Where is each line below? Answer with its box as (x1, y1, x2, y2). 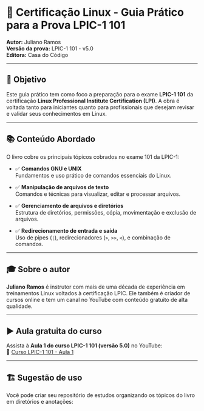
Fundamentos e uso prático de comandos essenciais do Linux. (15, 172, 172, 179)
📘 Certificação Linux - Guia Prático (6, 5, 184, 19)
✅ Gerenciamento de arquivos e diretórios (15, 202, 124, 209)
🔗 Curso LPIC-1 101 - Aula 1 (6, 349, 74, 356)
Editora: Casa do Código (6, 51, 69, 58)
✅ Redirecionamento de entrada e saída (15, 227, 118, 234)
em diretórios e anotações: (6, 398, 73, 405)
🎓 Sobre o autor (6, 264, 70, 275)
